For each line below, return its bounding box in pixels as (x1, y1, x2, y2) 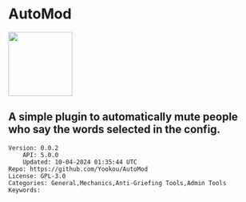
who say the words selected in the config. (8, 123, 221, 136)
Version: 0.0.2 (8, 143, 59, 152)
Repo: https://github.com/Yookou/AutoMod (8, 165, 149, 173)
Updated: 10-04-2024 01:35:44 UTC (22, 158, 137, 166)
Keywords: (8, 186, 42, 194)
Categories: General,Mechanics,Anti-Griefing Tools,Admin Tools (8, 179, 227, 187)
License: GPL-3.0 (8, 172, 66, 180)
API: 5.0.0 (22, 151, 59, 159)
